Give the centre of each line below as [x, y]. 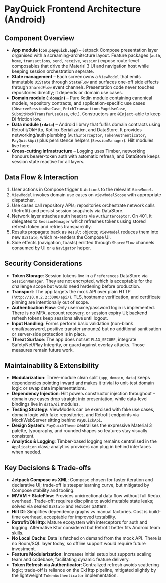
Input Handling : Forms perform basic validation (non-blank [72, 323]
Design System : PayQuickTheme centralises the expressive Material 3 [82, 425]
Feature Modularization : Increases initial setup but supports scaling [82, 554]
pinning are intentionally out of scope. [51, 302]
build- [155, 512]
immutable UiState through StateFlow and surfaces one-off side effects [85, 82]
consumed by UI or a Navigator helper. [51, 248]
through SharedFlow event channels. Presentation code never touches [83, 87]
